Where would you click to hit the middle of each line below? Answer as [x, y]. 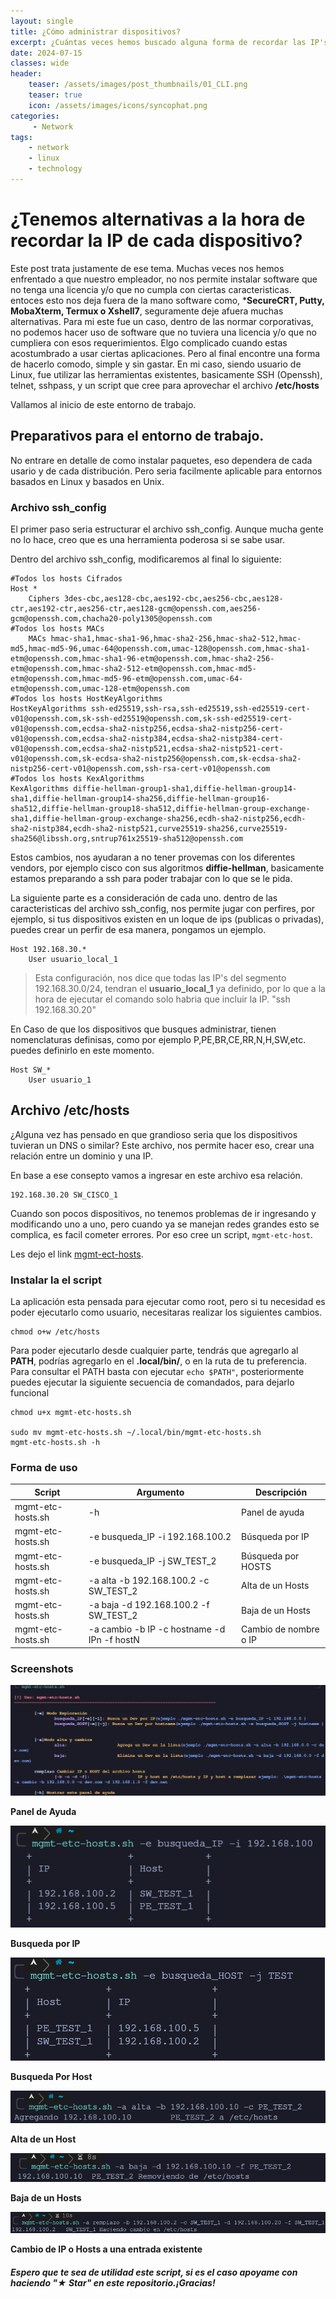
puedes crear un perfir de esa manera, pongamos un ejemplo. [138, 929]
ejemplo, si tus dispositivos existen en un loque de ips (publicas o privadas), [167, 919]
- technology [55, 169]
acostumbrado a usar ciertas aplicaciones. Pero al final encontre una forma [165, 353]
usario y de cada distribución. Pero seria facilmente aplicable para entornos [166, 471]
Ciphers [44, 598]
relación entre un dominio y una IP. [82, 1156]
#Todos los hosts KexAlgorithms [77, 778]
